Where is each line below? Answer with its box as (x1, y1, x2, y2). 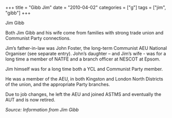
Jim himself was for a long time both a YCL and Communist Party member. (5, 66, 163, 72)
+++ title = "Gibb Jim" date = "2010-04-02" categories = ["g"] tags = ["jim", (5, 5, 166, 10)
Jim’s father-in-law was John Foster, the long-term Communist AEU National (5, 45, 167, 51)
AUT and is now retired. (5, 97, 55, 103)
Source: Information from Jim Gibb (5, 107, 79, 112)
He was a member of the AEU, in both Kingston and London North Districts (5, 76, 163, 82)
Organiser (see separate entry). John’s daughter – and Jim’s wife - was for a (5, 51, 166, 56)
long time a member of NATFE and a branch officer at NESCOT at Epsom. (5, 56, 161, 62)
